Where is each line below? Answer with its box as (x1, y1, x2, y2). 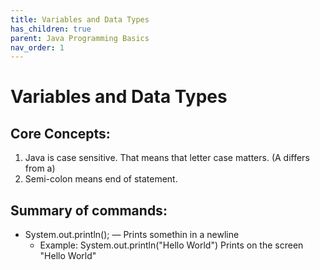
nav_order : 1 (10, 42, 65, 53)
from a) (24, 162, 56, 175)
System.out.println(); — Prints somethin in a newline (24, 229, 240, 241)
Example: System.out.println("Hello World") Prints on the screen (39, 239, 304, 251)
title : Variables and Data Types (10, 14, 150, 25)
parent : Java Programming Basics (10, 33, 150, 43)
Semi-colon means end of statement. (24, 173, 178, 185)
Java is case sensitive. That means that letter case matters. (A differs (24, 152, 310, 164)
